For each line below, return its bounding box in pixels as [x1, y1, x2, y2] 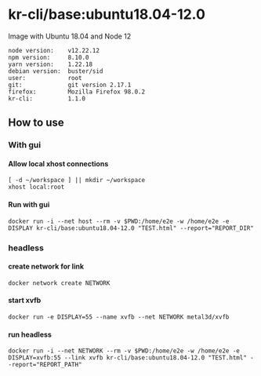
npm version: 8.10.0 [8, 53, 89, 61]
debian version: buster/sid [8, 67, 103, 75]
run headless [8, 330, 53, 339]
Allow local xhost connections [8, 159, 109, 168]
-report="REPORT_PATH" [8, 361, 82, 369]
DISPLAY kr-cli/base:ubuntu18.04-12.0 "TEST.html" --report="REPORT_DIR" [8, 224, 255, 232]
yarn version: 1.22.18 [8, 60, 92, 68]
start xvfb [8, 296, 42, 305]
